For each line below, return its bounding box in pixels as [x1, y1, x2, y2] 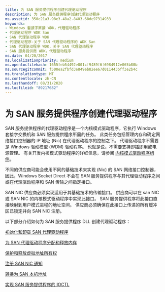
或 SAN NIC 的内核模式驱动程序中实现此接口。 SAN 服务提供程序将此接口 [5, 196, 154, 202]
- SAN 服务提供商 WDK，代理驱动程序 [5, 48, 71, 53]
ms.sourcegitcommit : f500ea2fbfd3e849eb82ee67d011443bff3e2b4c [5, 67, 138, 72]
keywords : [5, 21, 26, 26]
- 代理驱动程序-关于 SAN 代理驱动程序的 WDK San [5, 40, 96, 44]
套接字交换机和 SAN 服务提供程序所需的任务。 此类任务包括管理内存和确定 [5, 131, 156, 137]
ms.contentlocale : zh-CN [5, 76, 56, 81]
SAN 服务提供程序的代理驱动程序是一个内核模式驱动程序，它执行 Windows [5, 125, 157, 131]
